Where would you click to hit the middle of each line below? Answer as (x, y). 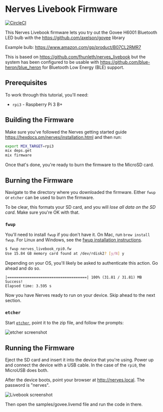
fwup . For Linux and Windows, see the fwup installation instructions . (74, 240)
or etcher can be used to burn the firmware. (50, 197)
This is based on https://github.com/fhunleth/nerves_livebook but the (76, 57)
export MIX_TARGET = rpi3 (30, 146)
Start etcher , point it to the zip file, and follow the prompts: (65, 323)
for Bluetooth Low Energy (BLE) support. (83, 67)
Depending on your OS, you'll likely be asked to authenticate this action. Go (82, 263)
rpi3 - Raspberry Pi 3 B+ (37, 104)
